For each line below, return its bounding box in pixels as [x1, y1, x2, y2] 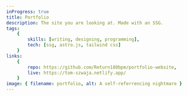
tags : [6, 25, 20, 32]
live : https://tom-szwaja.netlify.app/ [27, 70, 127, 76]
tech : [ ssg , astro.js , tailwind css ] [27, 42, 121, 48]
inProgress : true [6, 8, 49, 15]
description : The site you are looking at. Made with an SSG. [6, 20, 164, 26]
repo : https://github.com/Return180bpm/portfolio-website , [27, 64, 177, 70]
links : [6, 53, 23, 59]
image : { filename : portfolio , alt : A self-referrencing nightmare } [6, 81, 183, 87]
